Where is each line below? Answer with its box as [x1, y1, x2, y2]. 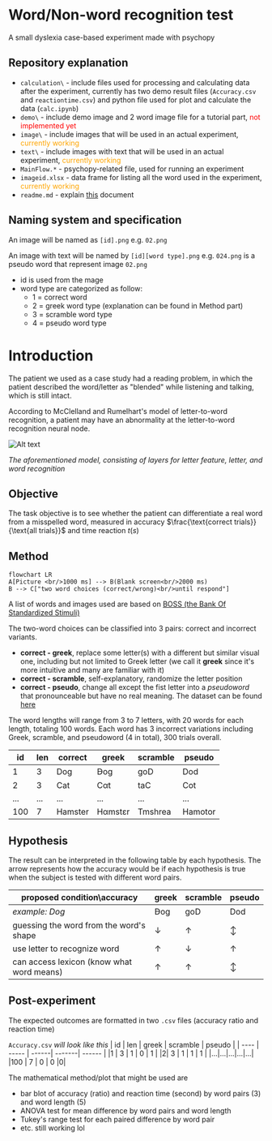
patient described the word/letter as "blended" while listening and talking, [8, 381, 255, 391]
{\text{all [8, 526, 38, 536]
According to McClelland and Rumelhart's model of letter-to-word [8, 406, 228, 415]
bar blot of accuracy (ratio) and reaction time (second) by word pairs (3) [19, 1088, 261, 1098]
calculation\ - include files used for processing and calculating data [19, 77, 250, 87]
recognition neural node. [8, 424, 91, 433]
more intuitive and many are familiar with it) [19, 665, 164, 675]
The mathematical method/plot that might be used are [8, 1073, 189, 1083]
